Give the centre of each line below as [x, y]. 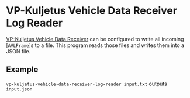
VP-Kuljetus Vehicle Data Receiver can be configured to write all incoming [95, 39]
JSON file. [18, 51]
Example [22, 70]
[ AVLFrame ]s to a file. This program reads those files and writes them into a [95, 45]
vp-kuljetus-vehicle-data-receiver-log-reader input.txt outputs [87, 84]
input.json [19, 89]
